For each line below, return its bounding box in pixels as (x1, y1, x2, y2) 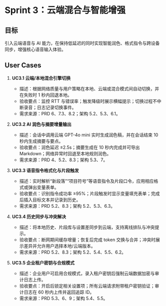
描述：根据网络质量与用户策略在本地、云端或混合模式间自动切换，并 (19, 85, 160, 91)
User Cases (4, 61, 41, 70)
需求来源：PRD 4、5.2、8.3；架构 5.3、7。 (19, 157, 108, 163)
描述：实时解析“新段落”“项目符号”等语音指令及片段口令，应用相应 (19, 178, 154, 184)
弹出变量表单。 (28, 184, 59, 190)
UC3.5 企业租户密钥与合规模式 (11, 260, 75, 266)
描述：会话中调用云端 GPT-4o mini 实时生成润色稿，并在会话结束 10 (19, 132, 159, 138)
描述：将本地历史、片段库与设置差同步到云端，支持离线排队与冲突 (19, 224, 155, 230)
